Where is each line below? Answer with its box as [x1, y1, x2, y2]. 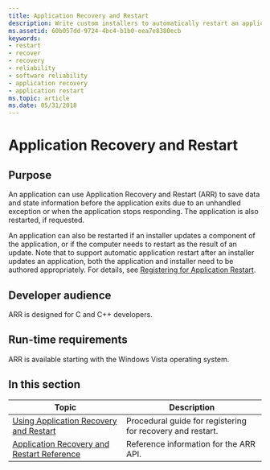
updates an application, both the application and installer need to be [8, 257, 234, 266]
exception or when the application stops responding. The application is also [8, 207, 259, 216]
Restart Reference [12, 448, 81, 460]
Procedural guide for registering [125, 415, 247, 427]
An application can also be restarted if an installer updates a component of [8, 231, 256, 241]
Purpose [8, 168, 52, 182]
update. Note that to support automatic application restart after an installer [8, 248, 255, 258]
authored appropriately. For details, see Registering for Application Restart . [8, 265, 256, 274]
